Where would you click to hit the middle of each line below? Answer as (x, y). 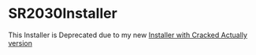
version (20, 43)
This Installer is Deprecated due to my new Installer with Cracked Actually (128, 35)
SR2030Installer (63, 14)
